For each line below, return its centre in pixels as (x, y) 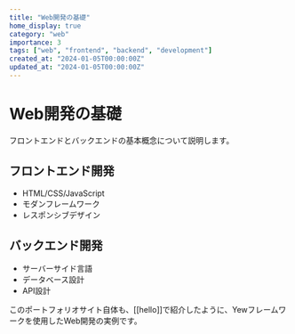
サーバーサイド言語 (57, 269)
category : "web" (39, 34)
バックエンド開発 (56, 246)
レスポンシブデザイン (61, 215)
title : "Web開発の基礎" (50, 17)
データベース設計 (53, 280)
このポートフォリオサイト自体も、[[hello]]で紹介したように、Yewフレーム (144, 310)
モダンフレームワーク (61, 204)
